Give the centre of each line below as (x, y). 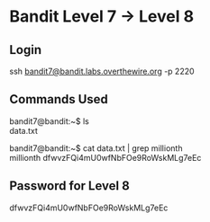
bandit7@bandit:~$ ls (50, 121)
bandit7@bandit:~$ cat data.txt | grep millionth (96, 148)
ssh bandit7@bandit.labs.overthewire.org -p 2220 (102, 71)
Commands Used (59, 99)
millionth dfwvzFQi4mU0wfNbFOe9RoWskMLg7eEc (105, 157)
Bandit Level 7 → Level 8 (102, 17)
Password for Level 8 (70, 186)
